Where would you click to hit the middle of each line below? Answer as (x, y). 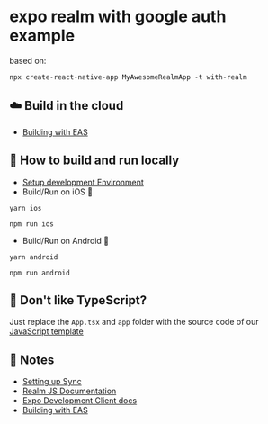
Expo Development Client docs (80, 401)
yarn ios (26, 208)
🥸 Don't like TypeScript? (78, 300)
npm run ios (31, 224)
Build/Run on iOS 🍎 (57, 192)
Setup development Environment (83, 182)
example (42, 36)
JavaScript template (46, 331)
